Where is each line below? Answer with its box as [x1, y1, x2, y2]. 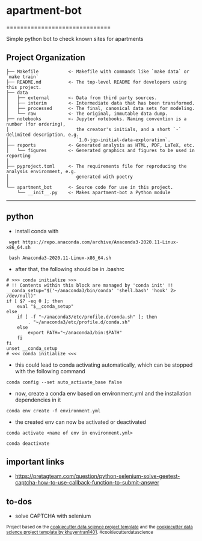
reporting [6, 153, 31, 159]
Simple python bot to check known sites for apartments [6, 35, 144, 42]
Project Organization [6, 52, 85, 63]
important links [6, 456, 65, 466]
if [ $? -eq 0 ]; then [6, 298, 63, 304]
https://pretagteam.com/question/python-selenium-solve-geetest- [14, 472, 180, 480]
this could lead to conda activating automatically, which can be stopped [14, 361, 193, 368]
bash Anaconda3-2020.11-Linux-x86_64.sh [8, 255, 112, 261]
